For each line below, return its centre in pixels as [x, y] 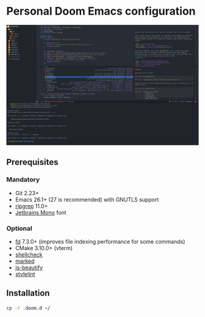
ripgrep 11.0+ [31, 206]
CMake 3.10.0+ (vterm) [44, 248]
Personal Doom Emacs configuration [101, 11]
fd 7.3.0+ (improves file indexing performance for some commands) [100, 241]
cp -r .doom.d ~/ [28, 308]
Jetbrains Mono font [41, 213]
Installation [28, 293]
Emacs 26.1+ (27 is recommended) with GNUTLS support [87, 199]
